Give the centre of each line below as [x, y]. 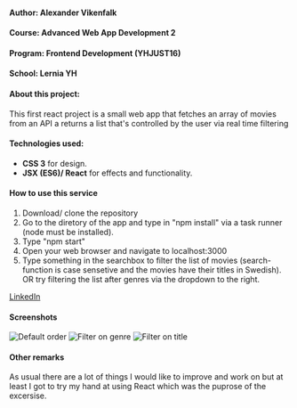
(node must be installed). [68, 232]
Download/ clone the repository [80, 213]
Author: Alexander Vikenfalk [63, 12]
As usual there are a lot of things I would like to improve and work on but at [146, 377]
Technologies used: [47, 143]
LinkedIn [25, 296]
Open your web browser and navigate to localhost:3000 [124, 250]
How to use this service [53, 193]
